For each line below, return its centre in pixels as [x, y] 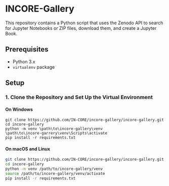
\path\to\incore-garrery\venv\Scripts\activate [56, 133]
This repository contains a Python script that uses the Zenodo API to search [84, 23]
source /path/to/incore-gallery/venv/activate [55, 174]
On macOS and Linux [28, 149]
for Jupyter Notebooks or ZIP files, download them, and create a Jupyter [81, 28]
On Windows [19, 109]
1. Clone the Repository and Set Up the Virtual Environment [79, 98]
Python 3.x [24, 62]
